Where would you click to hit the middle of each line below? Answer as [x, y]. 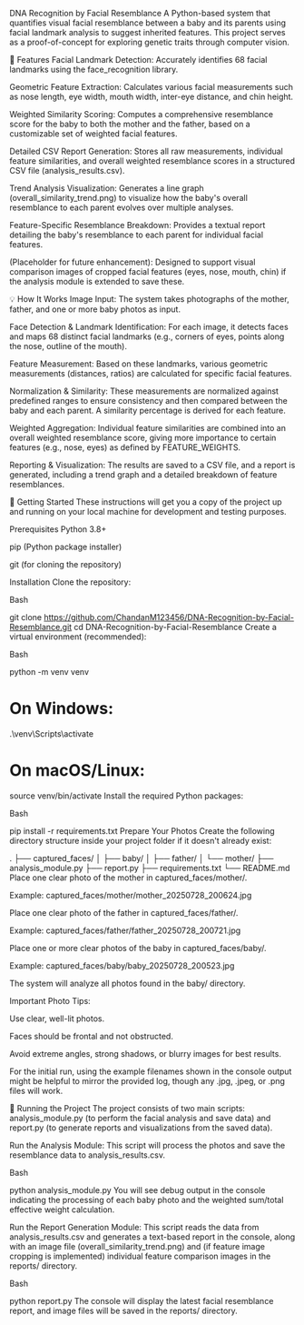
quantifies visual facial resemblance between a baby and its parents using [148, 23]
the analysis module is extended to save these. [97, 281]
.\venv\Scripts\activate [51, 733]
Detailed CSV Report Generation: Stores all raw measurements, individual [146, 151]
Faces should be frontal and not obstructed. [92, 1036]
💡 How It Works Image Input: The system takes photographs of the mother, [149, 299]
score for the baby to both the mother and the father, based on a [130, 124]
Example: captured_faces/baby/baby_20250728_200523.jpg [122, 965]
